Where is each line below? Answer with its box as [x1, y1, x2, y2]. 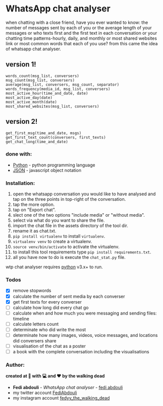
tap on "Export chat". [12, 207, 56, 213]
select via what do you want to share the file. [12, 217, 105, 224]
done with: [5, 151, 32, 158]
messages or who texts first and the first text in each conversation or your [5, 30, 158, 36]
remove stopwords [12, 288, 52, 294]
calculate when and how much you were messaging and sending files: [12, 310, 157, 316]
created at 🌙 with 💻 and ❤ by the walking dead [5, 373, 105, 379]
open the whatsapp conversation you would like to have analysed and [12, 191, 156, 197]
